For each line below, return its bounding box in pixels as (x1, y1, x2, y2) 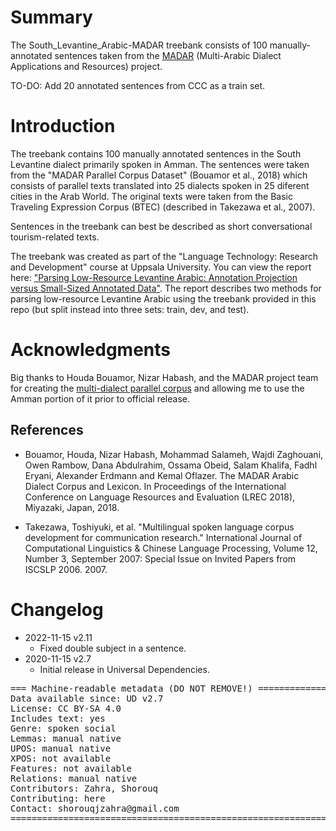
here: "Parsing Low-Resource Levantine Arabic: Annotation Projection (10, 271, 298, 283)
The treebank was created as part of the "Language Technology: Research (10, 250, 319, 262)
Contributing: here (10, 792, 106, 804)
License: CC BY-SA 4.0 (10, 702, 122, 714)
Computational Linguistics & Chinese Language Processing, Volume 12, (24, 542, 318, 554)
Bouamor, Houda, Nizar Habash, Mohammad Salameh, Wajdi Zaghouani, (24, 448, 324, 460)
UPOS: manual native (10, 742, 112, 754)
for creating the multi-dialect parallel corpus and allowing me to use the (10, 382, 305, 394)
